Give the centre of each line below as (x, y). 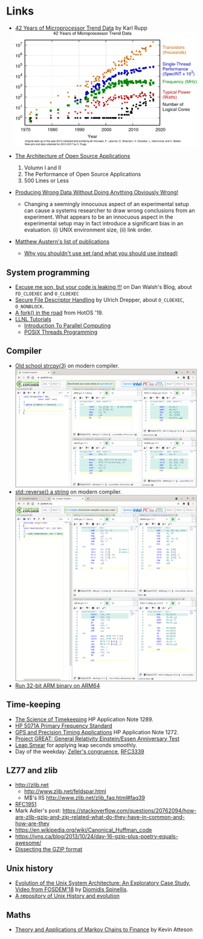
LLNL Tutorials (33, 319)
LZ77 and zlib (32, 770)
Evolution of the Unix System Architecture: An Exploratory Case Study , (103, 883)
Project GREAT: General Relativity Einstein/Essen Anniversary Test (97, 738)
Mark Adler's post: (38, 811)
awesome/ (28, 843)
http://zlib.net (32, 785)
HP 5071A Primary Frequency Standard (63, 726)
